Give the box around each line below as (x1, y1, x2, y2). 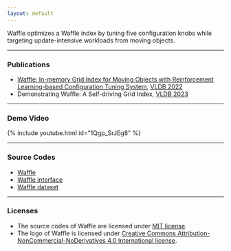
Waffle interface (16, 176, 63, 184)
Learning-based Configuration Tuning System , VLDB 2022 (16, 82, 184, 91)
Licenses (7, 206, 38, 216)
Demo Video (7, 113, 49, 123)
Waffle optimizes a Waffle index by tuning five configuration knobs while (7, 29, 212, 37)
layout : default (7, 10, 54, 17)
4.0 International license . (107, 236, 177, 244)
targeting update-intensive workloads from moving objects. (7, 36, 175, 45)
